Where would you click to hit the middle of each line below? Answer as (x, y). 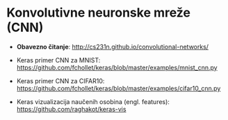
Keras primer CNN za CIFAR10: (60, 80)
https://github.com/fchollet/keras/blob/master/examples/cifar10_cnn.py (119, 88)
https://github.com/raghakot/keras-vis (71, 109)
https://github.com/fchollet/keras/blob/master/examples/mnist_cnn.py (117, 67)
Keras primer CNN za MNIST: (58, 60)
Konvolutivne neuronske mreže (99, 13)
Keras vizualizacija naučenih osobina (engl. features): (93, 101)
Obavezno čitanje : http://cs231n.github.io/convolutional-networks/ (113, 46)
